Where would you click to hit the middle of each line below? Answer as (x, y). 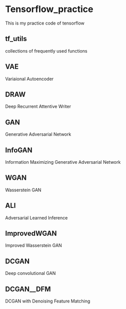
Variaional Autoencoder (29, 79)
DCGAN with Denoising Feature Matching (48, 301)
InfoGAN (19, 150)
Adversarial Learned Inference (36, 218)
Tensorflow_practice (49, 9)
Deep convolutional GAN (30, 273)
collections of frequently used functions (46, 51)
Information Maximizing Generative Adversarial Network (63, 162)
